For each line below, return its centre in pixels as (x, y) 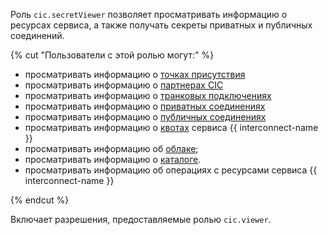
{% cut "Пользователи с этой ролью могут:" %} (112, 55)
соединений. (37, 35)
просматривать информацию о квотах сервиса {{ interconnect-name (171, 127)
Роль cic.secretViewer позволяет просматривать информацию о (149, 14)
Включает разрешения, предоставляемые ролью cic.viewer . (141, 219)
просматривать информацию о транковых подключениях (148, 95)
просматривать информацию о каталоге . (113, 159)
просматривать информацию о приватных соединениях (145, 106)
